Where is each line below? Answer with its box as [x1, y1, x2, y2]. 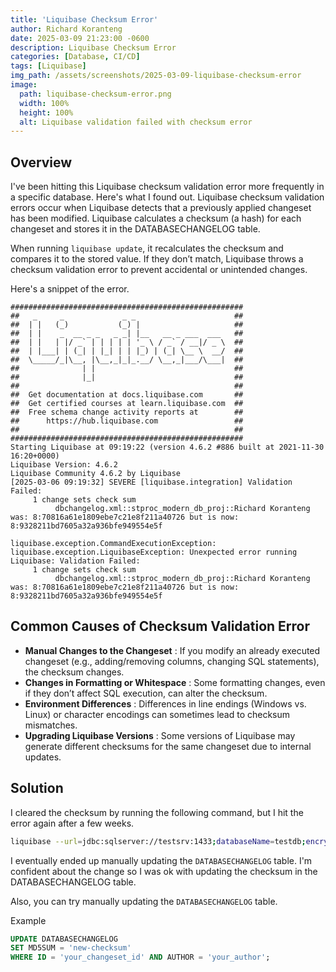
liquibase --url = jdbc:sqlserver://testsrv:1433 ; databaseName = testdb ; [10, 836, 307, 846]
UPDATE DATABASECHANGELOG [10, 934, 118, 944]
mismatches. [24, 719, 78, 731]
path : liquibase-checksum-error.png [19, 89, 172, 99]
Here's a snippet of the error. [10, 283, 130, 295]
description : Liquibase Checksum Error [10, 42, 177, 53]
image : [10, 80, 38, 90]
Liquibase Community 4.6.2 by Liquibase [10, 469, 182, 479]
